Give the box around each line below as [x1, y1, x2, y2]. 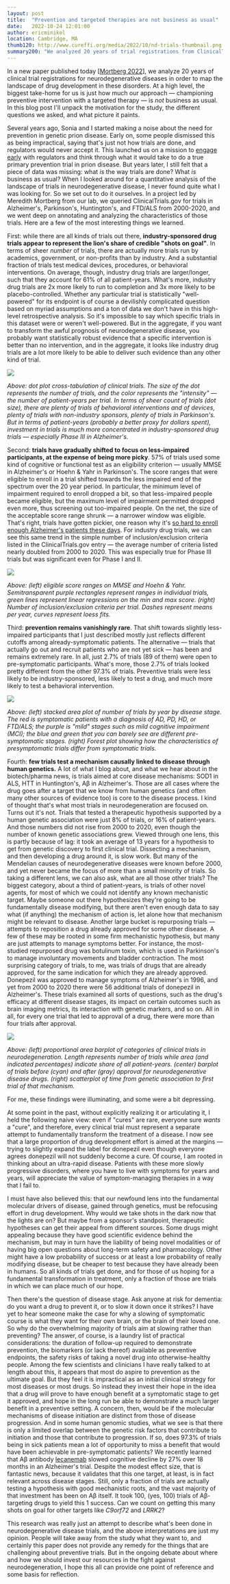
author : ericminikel [7, 29, 66, 36]
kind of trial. [7, 355, 41, 364]
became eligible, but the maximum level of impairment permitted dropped [7, 496, 214, 505]
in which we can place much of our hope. [7, 1281, 124, 1290]
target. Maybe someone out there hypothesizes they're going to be [7, 895, 196, 904]
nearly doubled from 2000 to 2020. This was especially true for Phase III [7, 547, 212, 555]
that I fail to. [7, 1181, 41, 1189]
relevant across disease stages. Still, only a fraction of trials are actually [7, 1476, 210, 1485]
